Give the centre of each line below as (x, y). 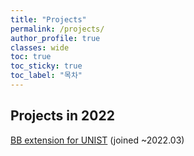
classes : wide (40, 47)
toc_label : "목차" (46, 76)
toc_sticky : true (46, 66)
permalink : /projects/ (57, 29)
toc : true (31, 57)
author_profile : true (55, 38)
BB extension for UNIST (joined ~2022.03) (97, 140)
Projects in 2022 (62, 116)
